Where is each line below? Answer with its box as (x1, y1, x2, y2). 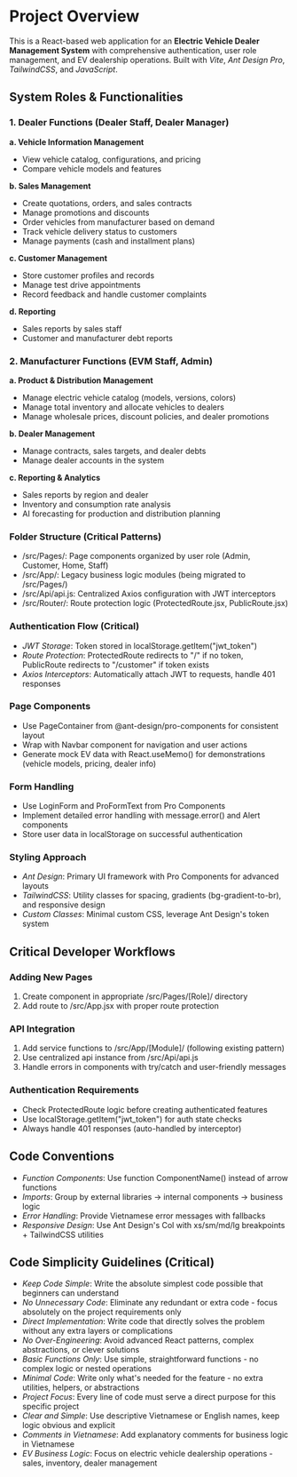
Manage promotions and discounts (21, 207, 150, 218)
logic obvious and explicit (21, 1420, 115, 1431)
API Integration (9, 1023, 75, 1035)
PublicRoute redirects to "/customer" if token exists (21, 659, 210, 670)
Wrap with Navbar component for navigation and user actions (21, 739, 248, 750)
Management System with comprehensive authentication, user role (9, 44, 257, 55)
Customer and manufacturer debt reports (21, 332, 173, 343)
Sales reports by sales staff (21, 323, 122, 334)
